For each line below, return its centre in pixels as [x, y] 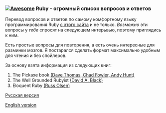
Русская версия [22, 95]
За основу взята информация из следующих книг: [59, 65]
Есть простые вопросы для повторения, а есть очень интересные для [80, 45]
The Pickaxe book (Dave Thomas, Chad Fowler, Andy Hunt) [73, 75]
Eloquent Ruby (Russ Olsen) [41, 85]
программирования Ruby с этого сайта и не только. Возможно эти [77, 24]
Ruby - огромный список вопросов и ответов [93, 8]
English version [21, 105]
